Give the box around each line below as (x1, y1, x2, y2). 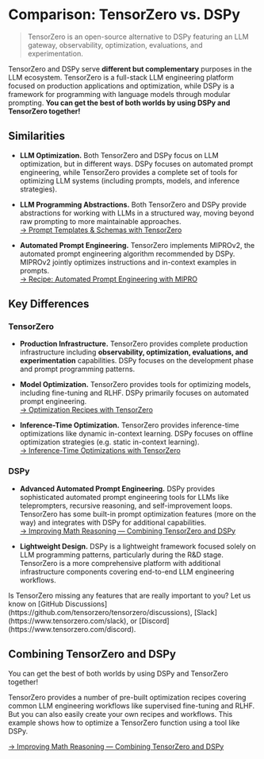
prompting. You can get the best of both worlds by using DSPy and (8, 98, 231, 107)
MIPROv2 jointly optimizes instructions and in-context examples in (19, 257, 237, 267)
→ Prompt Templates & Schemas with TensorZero (19, 225, 182, 234)
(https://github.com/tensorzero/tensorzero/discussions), (8, 607, 193, 617)
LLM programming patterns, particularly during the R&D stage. (19, 550, 224, 560)
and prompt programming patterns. (19, 364, 136, 374)
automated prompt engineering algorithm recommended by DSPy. (19, 249, 235, 258)
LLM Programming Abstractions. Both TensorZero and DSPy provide (19, 199, 247, 209)
